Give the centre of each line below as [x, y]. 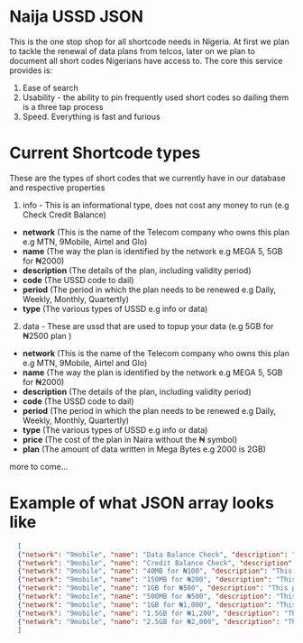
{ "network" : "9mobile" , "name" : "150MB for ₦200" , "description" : [145, 580]
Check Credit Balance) [64, 215]
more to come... [39, 466]
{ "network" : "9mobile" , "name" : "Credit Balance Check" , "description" [155, 563]
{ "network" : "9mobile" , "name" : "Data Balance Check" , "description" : [153, 555]
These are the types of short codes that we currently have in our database [147, 178]
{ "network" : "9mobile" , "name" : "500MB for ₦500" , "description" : [145, 597]
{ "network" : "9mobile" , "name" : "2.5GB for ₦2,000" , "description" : [149, 621]
